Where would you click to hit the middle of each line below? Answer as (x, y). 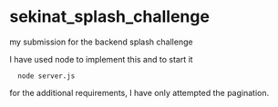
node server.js (46, 76)
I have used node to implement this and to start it (101, 59)
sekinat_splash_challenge (109, 17)
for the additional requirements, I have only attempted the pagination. (139, 92)
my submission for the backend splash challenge (101, 42)
